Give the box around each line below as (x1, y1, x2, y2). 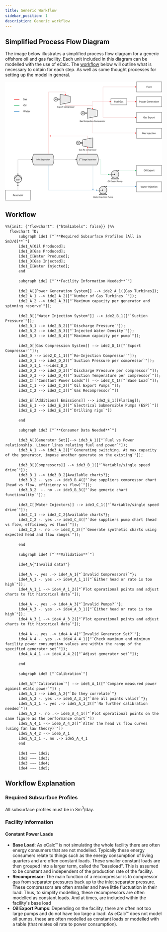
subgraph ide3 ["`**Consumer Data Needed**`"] (18, 427, 117, 432)
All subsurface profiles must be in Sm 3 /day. (5, 805, 94, 812)
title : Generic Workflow (5, 8, 57, 13)
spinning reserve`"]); (5, 303, 52, 308)
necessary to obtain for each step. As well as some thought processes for (5, 67, 157, 73)
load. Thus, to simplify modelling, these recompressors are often (12, 890, 145, 896)
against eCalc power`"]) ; (5, 686, 61, 691)
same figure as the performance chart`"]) (5, 716, 94, 721)
